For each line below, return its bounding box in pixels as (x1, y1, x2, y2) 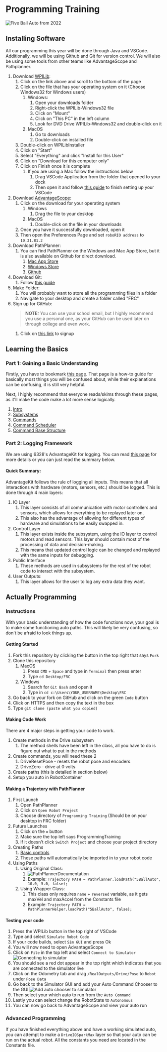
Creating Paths (12, 844, 44, 850)
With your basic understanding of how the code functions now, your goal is (5, 619, 159, 625)
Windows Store (27, 263, 59, 269)
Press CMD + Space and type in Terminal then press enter (27, 668, 142, 674)
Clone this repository (12, 657, 56, 663)
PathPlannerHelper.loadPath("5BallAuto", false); (27, 907, 132, 912)
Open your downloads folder (35, 100, 94, 106)
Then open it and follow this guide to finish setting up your (35, 184, 154, 190)
